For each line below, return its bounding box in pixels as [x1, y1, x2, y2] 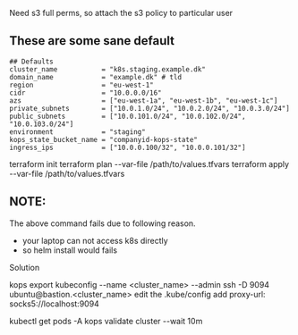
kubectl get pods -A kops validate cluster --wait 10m [9, 315, 203, 326]
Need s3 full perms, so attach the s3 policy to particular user [9, 8, 234, 18]
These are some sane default [9, 33, 175, 48]
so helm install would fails [21, 245, 118, 255]
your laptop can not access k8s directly [21, 235, 168, 246]
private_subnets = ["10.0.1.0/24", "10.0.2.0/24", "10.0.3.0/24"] [9, 104, 291, 113]
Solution [9, 262, 40, 272]
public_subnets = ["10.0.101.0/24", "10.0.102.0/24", [9, 112, 246, 121]
